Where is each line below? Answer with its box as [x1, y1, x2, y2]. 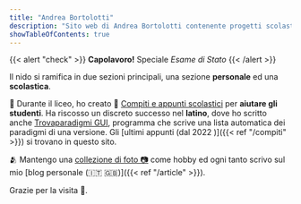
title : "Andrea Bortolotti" [9, 13, 115, 22]
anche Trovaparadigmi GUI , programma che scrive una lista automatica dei [9, 117, 286, 128]
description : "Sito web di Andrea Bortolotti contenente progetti [9, 21, 262, 30]
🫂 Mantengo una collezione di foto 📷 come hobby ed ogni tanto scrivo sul [9, 154, 286, 166]
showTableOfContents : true [9, 30, 110, 38]
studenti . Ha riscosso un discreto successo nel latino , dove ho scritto [9, 108, 267, 119]
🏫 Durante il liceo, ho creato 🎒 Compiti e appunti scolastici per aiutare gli [9, 98, 278, 109]
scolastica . [9, 81, 51, 92]
